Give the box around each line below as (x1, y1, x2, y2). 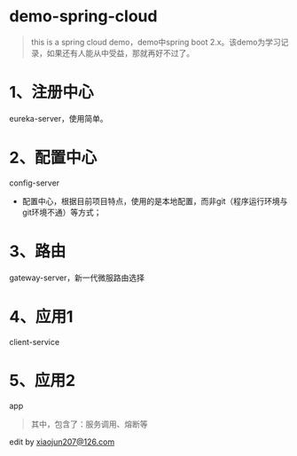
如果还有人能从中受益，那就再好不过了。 (46, 47, 195, 59)
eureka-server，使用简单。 (9, 113, 108, 123)
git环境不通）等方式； (21, 207, 102, 217)
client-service (9, 336, 60, 347)
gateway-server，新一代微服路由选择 (9, 272, 145, 283)
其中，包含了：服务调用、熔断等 (30, 419, 148, 429)
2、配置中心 (9, 148, 98, 168)
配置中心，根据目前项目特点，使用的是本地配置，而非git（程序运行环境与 (21, 195, 288, 206)
